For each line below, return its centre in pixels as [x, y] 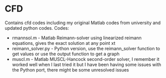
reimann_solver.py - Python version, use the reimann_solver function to [86, 48]
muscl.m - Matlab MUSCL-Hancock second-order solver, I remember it [86, 59]
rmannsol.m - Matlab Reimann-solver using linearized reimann [77, 38]
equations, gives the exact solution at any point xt [64, 43]
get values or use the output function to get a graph [66, 54]
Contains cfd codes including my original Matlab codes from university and [83, 23]
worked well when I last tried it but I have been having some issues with [87, 64]
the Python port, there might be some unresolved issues [70, 70]
